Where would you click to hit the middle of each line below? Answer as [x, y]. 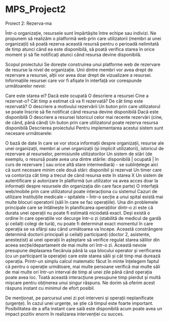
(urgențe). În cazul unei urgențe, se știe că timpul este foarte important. [79, 303]
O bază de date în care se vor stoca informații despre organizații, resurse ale [85, 143]
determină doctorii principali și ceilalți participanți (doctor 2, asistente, [78, 234]
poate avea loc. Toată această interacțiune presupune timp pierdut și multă [83, 277]
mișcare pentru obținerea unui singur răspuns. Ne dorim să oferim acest [80, 283]
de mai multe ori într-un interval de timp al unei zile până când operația [79, 272]
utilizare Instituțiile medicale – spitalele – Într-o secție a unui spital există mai [84, 197]
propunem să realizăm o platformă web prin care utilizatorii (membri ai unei [83, 38]
